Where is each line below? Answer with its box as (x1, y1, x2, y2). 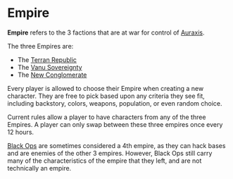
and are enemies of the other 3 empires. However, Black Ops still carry (7, 149, 213, 157)
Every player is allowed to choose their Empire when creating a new (7, 84, 204, 92)
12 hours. (7, 128, 34, 136)
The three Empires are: (7, 42, 74, 50)
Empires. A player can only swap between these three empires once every (7, 120, 223, 128)
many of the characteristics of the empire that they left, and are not (7, 156, 202, 165)
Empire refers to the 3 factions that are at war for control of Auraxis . (7, 28, 205, 37)
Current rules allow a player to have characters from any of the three (7, 113, 206, 121)
